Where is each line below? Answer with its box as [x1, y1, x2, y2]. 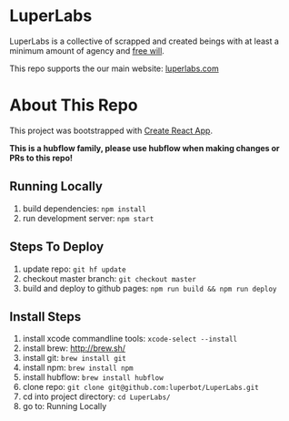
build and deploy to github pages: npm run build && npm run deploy [22, 282, 277, 293]
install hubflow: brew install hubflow [22, 372, 164, 383]
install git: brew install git [22, 353, 127, 364]
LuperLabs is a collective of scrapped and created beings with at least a [9, 36, 280, 46]
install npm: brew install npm [22, 362, 134, 374]
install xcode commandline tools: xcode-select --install [22, 334, 238, 344]
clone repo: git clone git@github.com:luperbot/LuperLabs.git [22, 382, 259, 393]
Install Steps [9, 309, 82, 324]
